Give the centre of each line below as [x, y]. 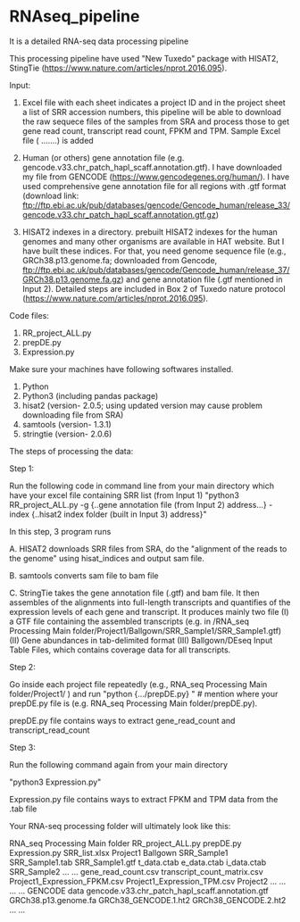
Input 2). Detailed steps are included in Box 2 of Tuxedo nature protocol [154, 288]
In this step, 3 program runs [60, 531]
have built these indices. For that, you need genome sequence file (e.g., [154, 251]
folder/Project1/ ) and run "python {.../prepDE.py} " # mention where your [144, 694]
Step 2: [22, 667]
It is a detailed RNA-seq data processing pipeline [99, 41]
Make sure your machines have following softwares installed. [121, 369]
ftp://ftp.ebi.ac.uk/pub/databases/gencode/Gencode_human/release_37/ [156, 270]
